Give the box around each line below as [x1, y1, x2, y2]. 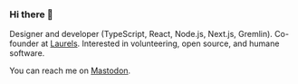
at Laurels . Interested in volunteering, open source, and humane [40, 38, 280, 49]
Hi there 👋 [9, 8, 54, 21]
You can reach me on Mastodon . [9, 65, 131, 76]
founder [9, 38, 39, 49]
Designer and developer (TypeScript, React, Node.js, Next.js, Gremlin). [9, 29, 274, 40]
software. [9, 48, 45, 59]
